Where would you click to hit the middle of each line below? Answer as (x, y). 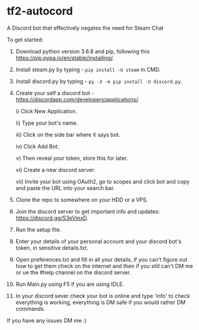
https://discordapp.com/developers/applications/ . (77, 99)
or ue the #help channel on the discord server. (73, 272)
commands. (30, 309)
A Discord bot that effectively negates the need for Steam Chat (85, 28)
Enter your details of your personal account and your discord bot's (99, 241)
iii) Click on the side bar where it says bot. (68, 134)
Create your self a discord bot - (55, 93)
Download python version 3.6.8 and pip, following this (83, 51)
